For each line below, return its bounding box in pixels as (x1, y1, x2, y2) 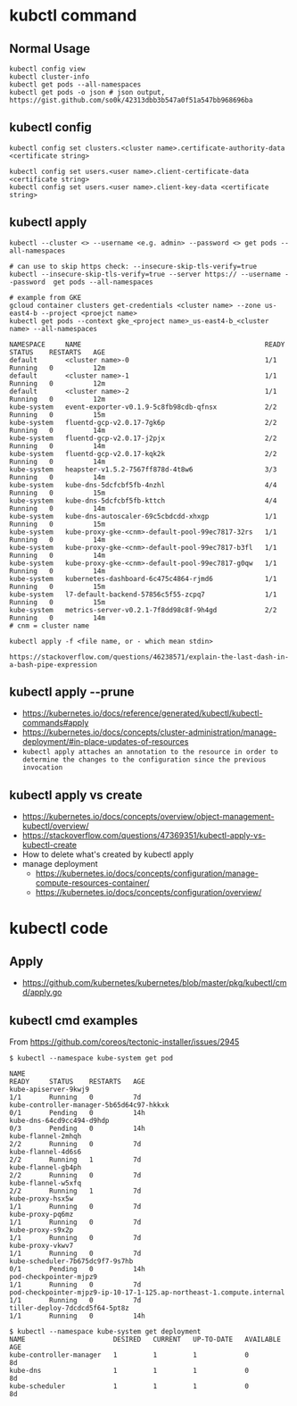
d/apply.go (21, 987, 62, 998)
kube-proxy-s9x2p (9, 1226, 74, 1235)
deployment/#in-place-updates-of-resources (21, 736, 189, 747)
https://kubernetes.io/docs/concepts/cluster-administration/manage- (21, 727, 277, 737)
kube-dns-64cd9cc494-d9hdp (9, 1117, 110, 1126)
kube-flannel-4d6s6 (9, 1148, 82, 1157)
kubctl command (9, 5, 137, 26)
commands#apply (21, 718, 89, 728)
